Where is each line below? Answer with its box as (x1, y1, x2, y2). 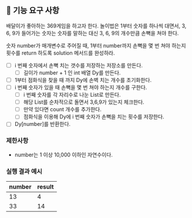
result (37, 182, 54, 190)
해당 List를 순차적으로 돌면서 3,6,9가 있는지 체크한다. (23, 98, 145, 105)
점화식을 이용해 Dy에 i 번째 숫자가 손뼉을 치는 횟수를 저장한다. (23, 113, 164, 120)
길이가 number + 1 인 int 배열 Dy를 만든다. (23, 69, 121, 76)
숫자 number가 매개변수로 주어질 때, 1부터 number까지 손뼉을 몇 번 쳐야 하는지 (6, 42, 186, 49)
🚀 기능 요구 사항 (6, 5, 60, 16)
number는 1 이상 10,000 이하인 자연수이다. (14, 151, 113, 158)
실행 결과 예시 (6, 167, 43, 175)
